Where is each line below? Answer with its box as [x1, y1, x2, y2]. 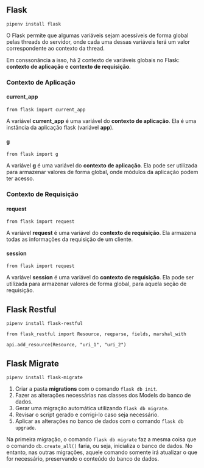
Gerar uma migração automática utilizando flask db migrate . [15, 405, 169, 412]
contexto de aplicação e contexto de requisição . [6, 63, 131, 70]
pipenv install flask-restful [6, 321, 83, 327]
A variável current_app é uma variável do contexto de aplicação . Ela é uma [6, 117, 197, 124]
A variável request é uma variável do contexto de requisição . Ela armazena [6, 229, 197, 237]
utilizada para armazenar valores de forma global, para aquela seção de [6, 280, 187, 288]
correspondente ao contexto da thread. [6, 44, 105, 52]
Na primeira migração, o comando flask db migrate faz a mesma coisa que [6, 436, 197, 443]
